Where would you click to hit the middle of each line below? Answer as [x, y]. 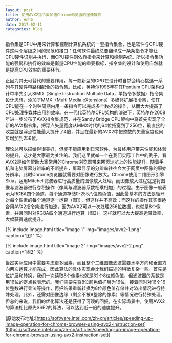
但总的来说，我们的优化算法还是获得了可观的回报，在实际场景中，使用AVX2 [85, 301]
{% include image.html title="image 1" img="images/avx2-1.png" [73, 230]
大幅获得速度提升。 [26, 219]
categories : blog [24, 29]
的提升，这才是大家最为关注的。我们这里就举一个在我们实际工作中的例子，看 [86, 155]
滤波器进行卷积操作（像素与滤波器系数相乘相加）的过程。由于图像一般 [88, 188]
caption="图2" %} [24, 252]
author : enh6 [19, 19]
